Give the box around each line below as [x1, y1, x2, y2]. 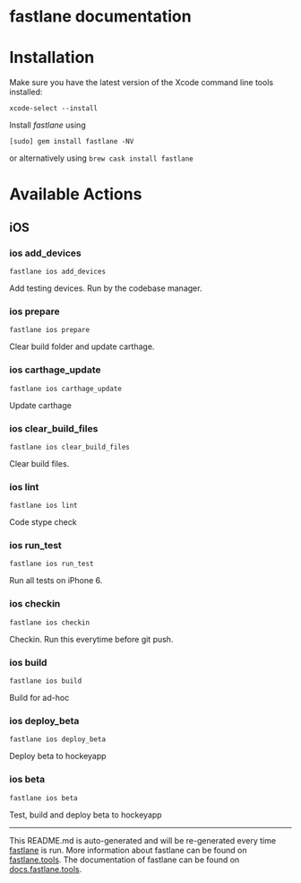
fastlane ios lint [9, 501, 78, 511]
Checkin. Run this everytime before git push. [9, 634, 174, 644]
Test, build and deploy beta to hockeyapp [9, 809, 163, 820]
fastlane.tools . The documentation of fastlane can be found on [9, 854, 240, 865]
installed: [9, 87, 43, 98]
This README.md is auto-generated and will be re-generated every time [9, 835, 276, 845]
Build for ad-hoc [9, 693, 70, 704]
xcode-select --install [9, 104, 99, 113]
